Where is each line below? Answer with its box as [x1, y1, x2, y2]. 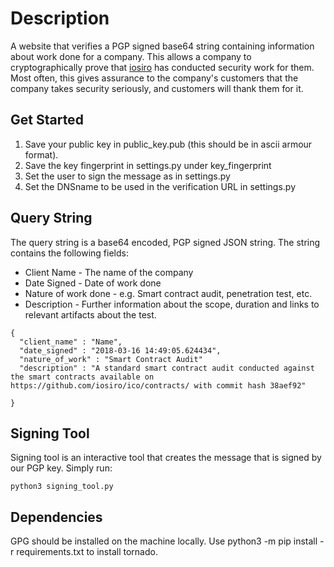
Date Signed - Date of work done [24, 277, 162, 289]
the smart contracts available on [10, 372, 155, 382]
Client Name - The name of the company [24, 266, 194, 278]
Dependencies [10, 508, 103, 526]
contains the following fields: [10, 247, 129, 259]
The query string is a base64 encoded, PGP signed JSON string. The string [10, 236, 321, 248]
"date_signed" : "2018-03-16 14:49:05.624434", [19, 345, 222, 356]
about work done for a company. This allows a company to [10, 50, 252, 62]
